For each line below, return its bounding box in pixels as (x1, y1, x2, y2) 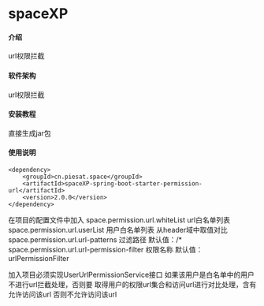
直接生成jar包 (8, 128, 51, 138)
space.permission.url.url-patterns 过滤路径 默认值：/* (8, 235, 183, 244)
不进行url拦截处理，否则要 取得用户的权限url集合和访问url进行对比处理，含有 (8, 280, 257, 289)
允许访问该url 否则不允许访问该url (8, 289, 117, 299)
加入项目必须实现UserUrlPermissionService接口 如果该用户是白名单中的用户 (8, 270, 255, 279)
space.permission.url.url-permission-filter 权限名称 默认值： (8, 245, 203, 254)
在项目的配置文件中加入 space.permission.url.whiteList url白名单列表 (8, 215, 231, 225)
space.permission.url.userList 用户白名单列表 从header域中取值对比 (8, 226, 229, 234)
